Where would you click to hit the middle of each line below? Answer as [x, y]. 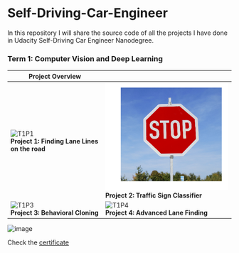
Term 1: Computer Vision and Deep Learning [85, 58]
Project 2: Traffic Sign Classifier [154, 195]
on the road [28, 149]
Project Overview [55, 76]
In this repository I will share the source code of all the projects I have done [117, 33]
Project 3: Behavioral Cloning [54, 213]
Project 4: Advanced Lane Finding [157, 213]
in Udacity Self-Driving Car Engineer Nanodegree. [81, 40]
